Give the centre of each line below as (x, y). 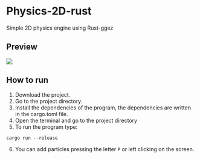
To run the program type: (46, 127)
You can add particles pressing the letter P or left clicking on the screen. (105, 149)
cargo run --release (32, 138)
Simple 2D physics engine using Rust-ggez (60, 28)
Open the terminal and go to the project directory (76, 120)
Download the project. (43, 94)
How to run (27, 80)
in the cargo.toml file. (41, 114)
